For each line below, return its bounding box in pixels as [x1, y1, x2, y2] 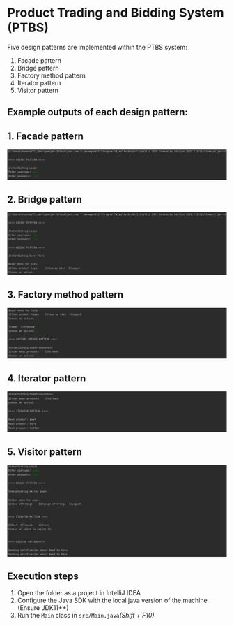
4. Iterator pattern [7, 372, 86, 384]
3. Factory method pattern [7, 289, 124, 301]
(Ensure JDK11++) [17, 604, 69, 612]
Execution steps [7, 571, 79, 582]
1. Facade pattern [7, 130, 84, 142]
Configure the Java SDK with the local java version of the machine [17, 596, 208, 605]
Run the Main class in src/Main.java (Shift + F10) [17, 611, 155, 620]
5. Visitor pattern [7, 446, 82, 458]
